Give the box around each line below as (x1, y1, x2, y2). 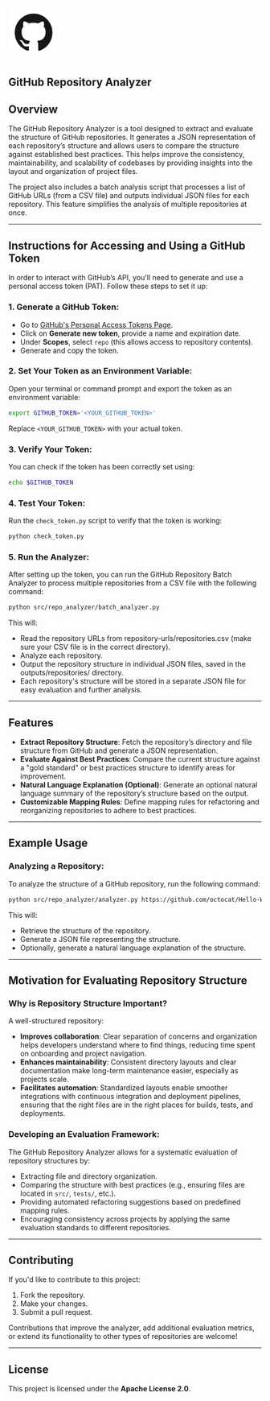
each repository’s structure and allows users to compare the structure (8, 141, 239, 151)
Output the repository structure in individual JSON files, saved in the (19, 659, 247, 669)
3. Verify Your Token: (8, 444, 92, 455)
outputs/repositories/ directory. (19, 667, 124, 678)
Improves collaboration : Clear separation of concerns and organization (19, 1031, 258, 1041)
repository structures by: (8, 1155, 91, 1165)
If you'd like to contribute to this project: (8, 1275, 141, 1284)
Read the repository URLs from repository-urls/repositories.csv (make (19, 634, 252, 643)
